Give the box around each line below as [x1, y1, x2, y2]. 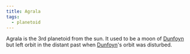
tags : [6, 14, 19, 20]
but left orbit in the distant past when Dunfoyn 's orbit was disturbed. [6, 41, 172, 48]
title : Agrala [6, 8, 41, 15]
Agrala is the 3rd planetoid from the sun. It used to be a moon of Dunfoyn [6, 35, 184, 42]
